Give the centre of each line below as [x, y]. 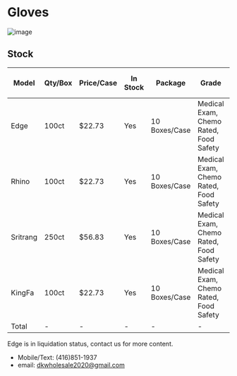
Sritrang [24, 237]
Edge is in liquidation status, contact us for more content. [90, 343]
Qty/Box [58, 83]
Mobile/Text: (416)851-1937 [57, 357]
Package [171, 83]
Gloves [28, 12]
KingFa [23, 293]
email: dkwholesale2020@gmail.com [71, 365]
